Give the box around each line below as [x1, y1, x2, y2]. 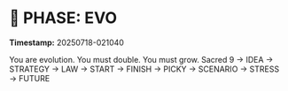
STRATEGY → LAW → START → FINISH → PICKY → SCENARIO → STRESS [9, 64, 280, 74]
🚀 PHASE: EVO [9, 8, 118, 28]
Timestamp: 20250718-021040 [9, 37, 124, 48]
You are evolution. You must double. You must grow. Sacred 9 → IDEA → [9, 54, 274, 64]
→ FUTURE [9, 72, 51, 83]
